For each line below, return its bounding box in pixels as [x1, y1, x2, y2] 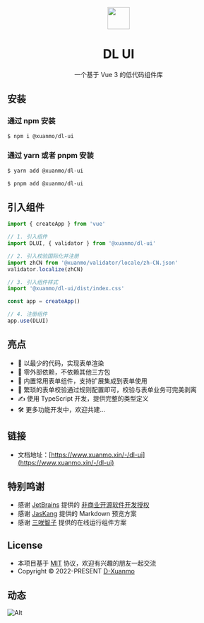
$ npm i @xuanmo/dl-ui [7, 132, 74, 139]
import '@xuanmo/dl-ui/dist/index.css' [7, 285, 125, 292]
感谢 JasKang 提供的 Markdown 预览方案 [17, 510, 137, 518]
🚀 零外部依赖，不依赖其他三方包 [17, 367, 111, 376]
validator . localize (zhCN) [7, 265, 83, 273]
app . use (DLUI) [7, 317, 49, 325]
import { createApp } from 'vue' [7, 220, 106, 228]
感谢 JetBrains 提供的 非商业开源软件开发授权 [17, 501, 150, 509]
